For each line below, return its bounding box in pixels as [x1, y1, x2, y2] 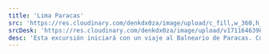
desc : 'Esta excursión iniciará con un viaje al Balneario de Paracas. [8, 33, 252, 42]
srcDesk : [8, 26, 38, 34]
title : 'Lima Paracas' [8, 11, 84, 20]
